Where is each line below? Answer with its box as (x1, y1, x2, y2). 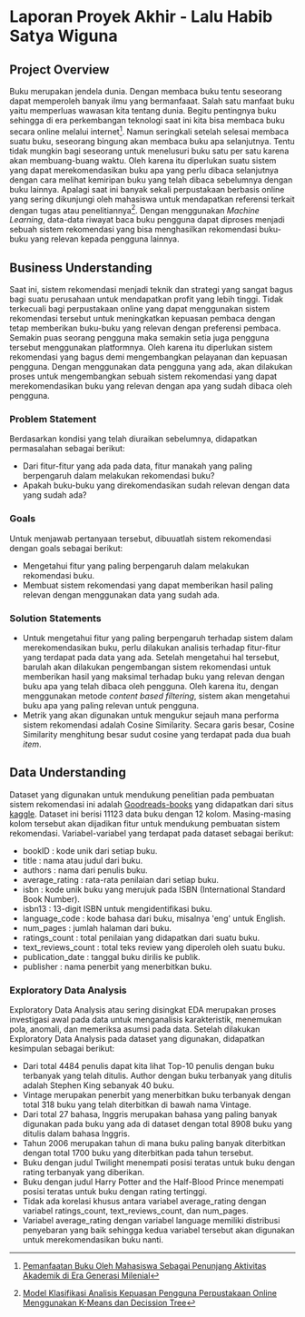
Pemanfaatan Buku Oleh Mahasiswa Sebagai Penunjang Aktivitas (22, 1261, 267, 1272)
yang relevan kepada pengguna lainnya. (30, 233, 180, 244)
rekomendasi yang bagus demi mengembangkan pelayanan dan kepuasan (9, 352, 288, 362)
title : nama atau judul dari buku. (22, 855, 143, 866)
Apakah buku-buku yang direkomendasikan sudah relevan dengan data (22, 480, 290, 491)
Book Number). (22, 893, 80, 905)
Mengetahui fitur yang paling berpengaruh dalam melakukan (22, 560, 250, 571)
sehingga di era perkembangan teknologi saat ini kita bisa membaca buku (9, 115, 286, 125)
